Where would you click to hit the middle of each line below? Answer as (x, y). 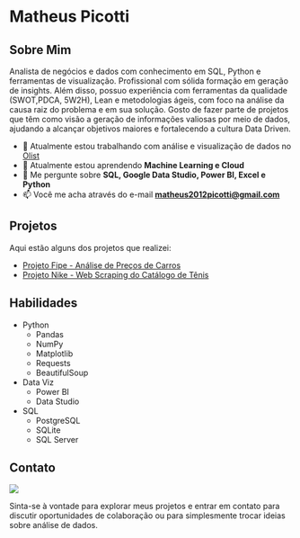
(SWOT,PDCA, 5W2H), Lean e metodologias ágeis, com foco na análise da (147, 100)
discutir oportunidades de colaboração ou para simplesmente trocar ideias (147, 516)
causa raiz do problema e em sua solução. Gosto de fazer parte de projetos (149, 109)
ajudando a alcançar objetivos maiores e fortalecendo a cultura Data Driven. (150, 129)
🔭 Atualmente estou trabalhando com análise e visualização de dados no (157, 146)
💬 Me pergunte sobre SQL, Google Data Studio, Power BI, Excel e (144, 175)
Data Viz (38, 382)
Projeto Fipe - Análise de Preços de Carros (101, 265)
